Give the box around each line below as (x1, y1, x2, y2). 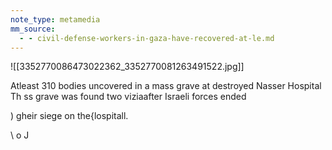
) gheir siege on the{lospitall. (10, 110, 129, 122)
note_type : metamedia (10, 14, 101, 25)
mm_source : (10, 24, 56, 34)
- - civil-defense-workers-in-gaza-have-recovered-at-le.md (19, 33, 275, 43)
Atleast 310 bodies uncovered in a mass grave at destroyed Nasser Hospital (10, 80, 322, 92)
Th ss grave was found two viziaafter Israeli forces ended (10, 91, 247, 103)
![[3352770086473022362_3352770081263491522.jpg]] (10, 61, 245, 73)
